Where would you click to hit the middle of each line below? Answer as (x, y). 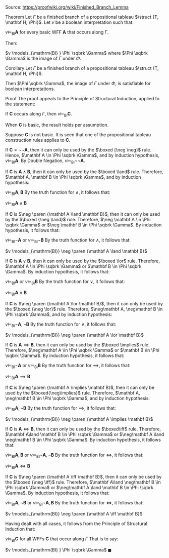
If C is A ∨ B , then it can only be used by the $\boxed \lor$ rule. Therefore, (83, 261)
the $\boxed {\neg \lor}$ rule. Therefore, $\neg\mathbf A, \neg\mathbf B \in (84, 309)
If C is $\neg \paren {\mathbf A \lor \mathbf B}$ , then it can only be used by (84, 303)
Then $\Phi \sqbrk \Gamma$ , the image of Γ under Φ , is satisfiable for (78, 83)
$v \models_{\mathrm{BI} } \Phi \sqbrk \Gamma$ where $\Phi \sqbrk (76, 53)
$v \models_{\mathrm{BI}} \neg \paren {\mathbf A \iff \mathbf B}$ (74, 514)
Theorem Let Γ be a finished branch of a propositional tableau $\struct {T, (82, 17)
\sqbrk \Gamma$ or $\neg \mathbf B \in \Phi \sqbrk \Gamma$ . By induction (83, 225)
